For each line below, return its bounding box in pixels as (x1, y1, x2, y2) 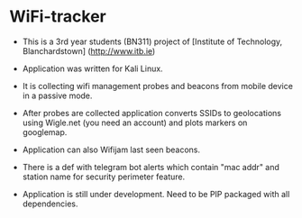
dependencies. (22, 198, 78, 209)
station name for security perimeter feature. (22, 171, 186, 182)
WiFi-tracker (9, 6, 106, 27)
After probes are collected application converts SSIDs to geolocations (22, 107, 282, 118)
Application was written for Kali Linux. (22, 63, 164, 74)
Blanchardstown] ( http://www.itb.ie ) (22, 45, 156, 56)
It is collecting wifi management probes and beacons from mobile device (22, 80, 293, 91)
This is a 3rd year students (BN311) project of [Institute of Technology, (22, 36, 283, 47)
